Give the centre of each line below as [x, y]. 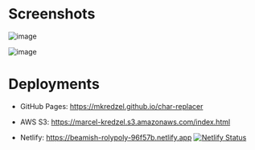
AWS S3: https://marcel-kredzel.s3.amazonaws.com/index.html [125, 122]
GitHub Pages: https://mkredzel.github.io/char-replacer [111, 106]
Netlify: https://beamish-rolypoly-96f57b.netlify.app [106, 137]
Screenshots [52, 14]
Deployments [54, 84]
